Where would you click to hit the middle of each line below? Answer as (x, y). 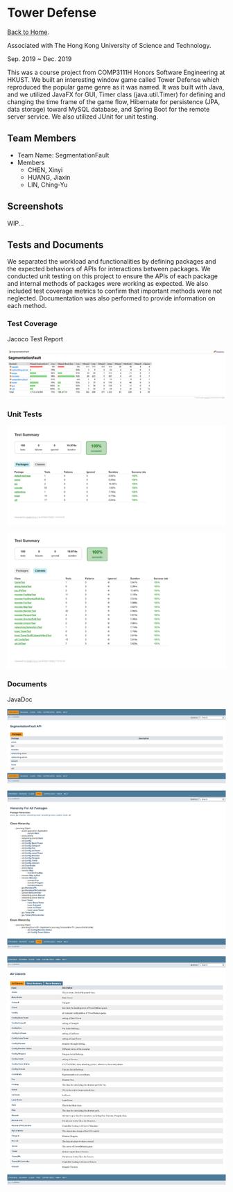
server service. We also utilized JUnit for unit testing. (83, 117)
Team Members (42, 138)
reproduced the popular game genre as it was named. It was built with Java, (116, 87)
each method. (27, 306)
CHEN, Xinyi (45, 170)
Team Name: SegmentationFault (63, 155)
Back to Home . (28, 32)
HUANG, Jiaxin (49, 177)
